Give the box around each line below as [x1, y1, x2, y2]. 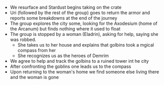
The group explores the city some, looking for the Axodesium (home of [10, 20, 158, 26]
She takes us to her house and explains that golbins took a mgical [17, 42, 154, 48]
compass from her [17, 48, 57, 53]
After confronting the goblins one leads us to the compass [10, 63, 131, 69]
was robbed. [10, 36, 36, 42]
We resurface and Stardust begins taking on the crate [10, 5, 122, 10]
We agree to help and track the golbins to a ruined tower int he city [10, 58, 149, 64]
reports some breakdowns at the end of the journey [10, 15, 118, 21]
